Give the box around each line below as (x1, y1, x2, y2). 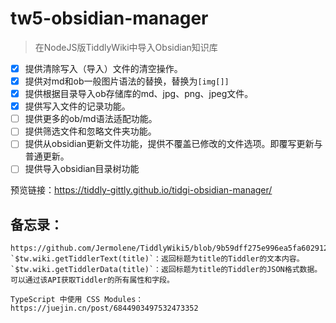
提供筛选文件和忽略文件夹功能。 (24, 125, 157, 137)
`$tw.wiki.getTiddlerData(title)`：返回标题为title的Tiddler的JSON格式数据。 (10, 265, 323, 275)
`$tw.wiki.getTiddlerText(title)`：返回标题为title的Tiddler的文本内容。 (10, 254, 305, 264)
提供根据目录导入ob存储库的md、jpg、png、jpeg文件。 (24, 88, 254, 100)
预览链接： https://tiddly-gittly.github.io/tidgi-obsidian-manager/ (10, 184, 273, 196)
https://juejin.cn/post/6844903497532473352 (10, 303, 199, 314)
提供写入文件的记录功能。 (24, 100, 131, 112)
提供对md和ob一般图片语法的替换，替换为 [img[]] (24, 75, 230, 87)
